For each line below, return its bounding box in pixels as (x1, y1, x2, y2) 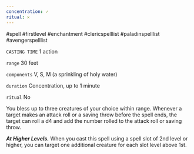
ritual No (6, 93, 31, 101)
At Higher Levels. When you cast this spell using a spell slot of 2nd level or (6, 135, 188, 142)
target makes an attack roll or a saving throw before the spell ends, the (6, 111, 178, 118)
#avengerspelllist (6, 36, 48, 43)
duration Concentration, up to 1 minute (6, 82, 100, 89)
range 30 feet (6, 59, 38, 66)
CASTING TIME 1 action (6, 48, 58, 55)
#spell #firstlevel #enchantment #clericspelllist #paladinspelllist (6, 30, 160, 37)
